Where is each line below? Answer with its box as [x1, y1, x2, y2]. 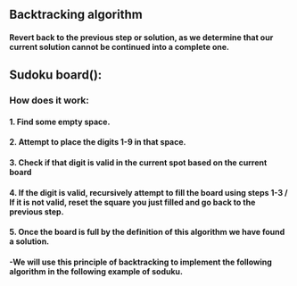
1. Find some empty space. [9, 116, 111, 127]
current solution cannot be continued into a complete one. [9, 41, 230, 52]
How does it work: [9, 94, 89, 106]
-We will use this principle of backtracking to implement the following [9, 257, 272, 267]
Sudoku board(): [9, 67, 103, 83]
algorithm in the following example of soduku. [9, 265, 183, 276]
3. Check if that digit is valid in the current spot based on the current [9, 157, 268, 168]
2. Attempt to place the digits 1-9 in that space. [9, 137, 186, 147]
